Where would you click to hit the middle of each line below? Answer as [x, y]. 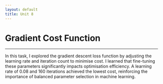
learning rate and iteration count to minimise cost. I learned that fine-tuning [80, 61]
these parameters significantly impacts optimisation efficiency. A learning [78, 67]
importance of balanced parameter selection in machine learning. [70, 77]
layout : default [21, 9]
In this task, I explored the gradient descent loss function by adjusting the [78, 56]
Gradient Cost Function [53, 38]
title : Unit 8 [19, 14]
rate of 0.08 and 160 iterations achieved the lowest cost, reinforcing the [76, 71]
